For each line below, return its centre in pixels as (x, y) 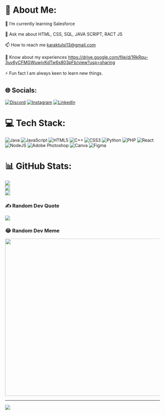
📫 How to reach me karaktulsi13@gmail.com (50, 45)
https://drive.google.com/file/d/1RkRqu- (108, 57)
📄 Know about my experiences (36, 57)
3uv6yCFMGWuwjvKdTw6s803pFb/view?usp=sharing (60, 62)
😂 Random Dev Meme (32, 231)
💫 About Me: (31, 10)
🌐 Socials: (21, 90)
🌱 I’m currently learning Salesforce (40, 24)
